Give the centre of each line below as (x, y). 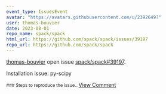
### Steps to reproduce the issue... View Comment (61, 84)
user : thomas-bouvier (33, 23)
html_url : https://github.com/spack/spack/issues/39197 (77, 39)
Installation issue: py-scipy (39, 73)
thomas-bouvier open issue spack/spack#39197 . (66, 62)
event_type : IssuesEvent (37, 12)
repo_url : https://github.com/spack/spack (60, 45)
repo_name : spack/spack (36, 34)
